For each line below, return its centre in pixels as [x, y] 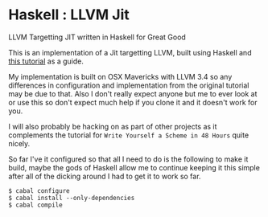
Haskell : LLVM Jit [69, 15]
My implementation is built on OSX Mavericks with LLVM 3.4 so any [120, 76]
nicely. [19, 143]
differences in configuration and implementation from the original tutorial [129, 85]
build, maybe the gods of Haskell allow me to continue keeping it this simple [134, 167]
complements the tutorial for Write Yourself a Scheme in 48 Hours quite [129, 135]
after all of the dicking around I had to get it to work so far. [105, 176]
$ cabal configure [39, 190]
